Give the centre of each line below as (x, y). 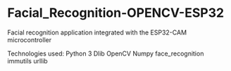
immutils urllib (27, 60)
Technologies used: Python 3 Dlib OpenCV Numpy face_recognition (106, 53)
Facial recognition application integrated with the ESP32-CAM (97, 32)
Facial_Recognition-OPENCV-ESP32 (115, 13)
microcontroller (29, 39)
